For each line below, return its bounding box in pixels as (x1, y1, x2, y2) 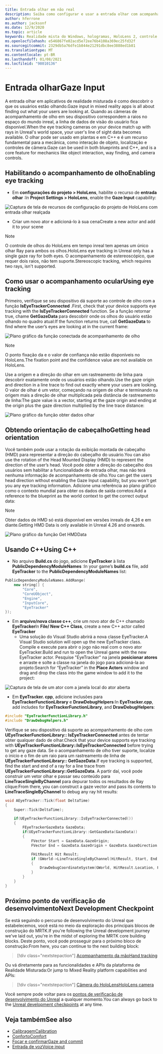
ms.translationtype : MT (5, 48, 53, 52)
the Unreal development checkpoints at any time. (5, 1001, 103, 1007)
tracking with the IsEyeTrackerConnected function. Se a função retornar (5, 308, 151, 314)
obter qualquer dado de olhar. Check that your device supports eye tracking (5, 737, 156, 743)
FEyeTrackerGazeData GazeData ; (22, 825, 86, 830)
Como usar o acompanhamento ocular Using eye (5, 277, 154, 285)
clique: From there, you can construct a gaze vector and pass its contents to (5, 784, 156, 789)
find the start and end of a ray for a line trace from (5, 763, 105, 769)
